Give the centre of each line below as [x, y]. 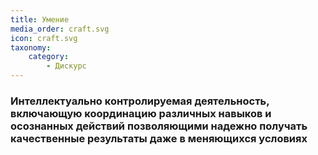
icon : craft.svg [44, 38]
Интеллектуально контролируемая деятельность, [140, 101]
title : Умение [40, 19]
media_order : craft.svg [60, 29]
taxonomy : [31, 47]
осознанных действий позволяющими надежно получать [159, 126]
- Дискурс [66, 66]
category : [49, 57]
